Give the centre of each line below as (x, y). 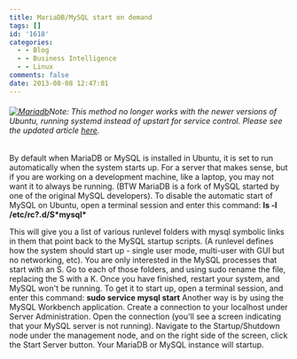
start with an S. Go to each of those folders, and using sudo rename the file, (148, 269)
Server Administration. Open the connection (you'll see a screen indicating (145, 316)
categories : (31, 42)
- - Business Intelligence (67, 59)
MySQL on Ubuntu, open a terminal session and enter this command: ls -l (143, 205)
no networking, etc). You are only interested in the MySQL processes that (143, 260)
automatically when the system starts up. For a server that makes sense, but (148, 167)
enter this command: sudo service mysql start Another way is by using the (147, 297)
